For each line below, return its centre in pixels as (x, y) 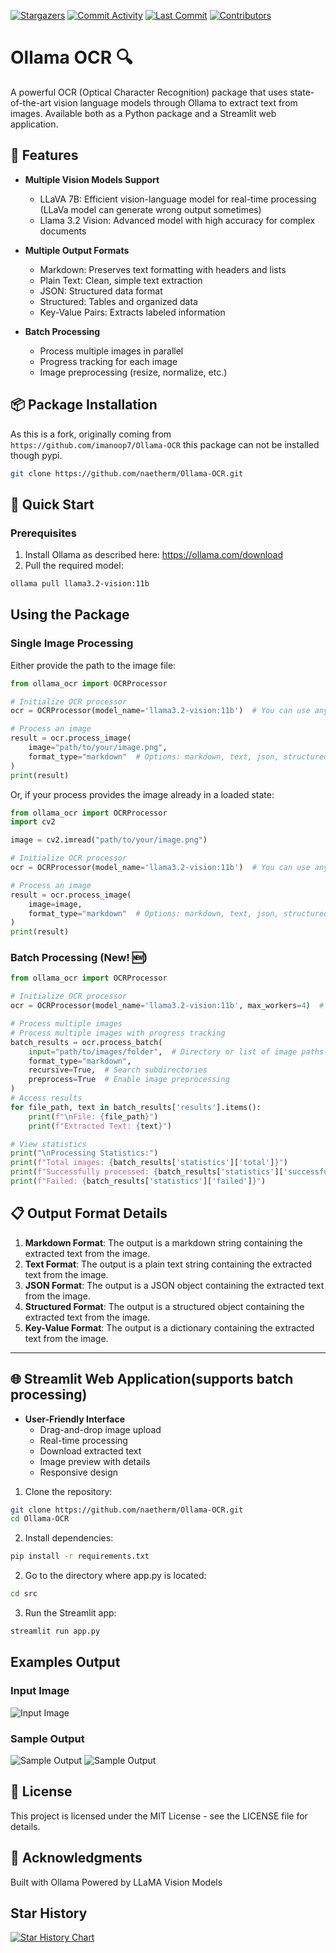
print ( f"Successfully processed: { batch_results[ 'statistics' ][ (147, 1172)
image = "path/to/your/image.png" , (98, 748)
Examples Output (65, 1662)
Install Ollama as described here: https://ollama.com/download (154, 555)
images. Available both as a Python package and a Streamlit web (143, 113)
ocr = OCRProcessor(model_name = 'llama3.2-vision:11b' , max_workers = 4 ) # (167, 1006)
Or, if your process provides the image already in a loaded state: (142, 794)
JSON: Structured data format (101, 291)
